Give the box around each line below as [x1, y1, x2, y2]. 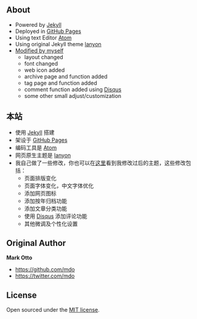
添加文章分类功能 [24, 205, 67, 212]
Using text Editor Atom [15, 33, 72, 41]
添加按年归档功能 [24, 197, 67, 205]
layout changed [24, 53, 64, 60]
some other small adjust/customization [24, 92, 122, 99]
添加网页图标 [24, 189, 57, 197]
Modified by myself [15, 47, 64, 54]
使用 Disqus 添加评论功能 [24, 212, 88, 220]
